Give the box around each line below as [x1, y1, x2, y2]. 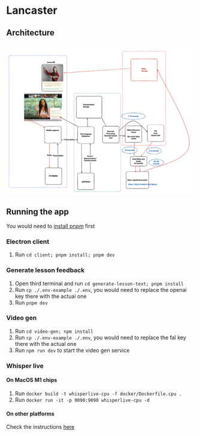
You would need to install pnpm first [6, 222, 95, 229]
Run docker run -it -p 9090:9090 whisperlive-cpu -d [14, 396, 150, 403]
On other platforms [6, 410, 55, 417]
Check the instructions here [6, 423, 75, 431]
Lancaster [6, 4, 58, 17]
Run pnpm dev [14, 298, 48, 306]
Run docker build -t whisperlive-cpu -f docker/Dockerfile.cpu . [14, 390, 182, 397]
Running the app [6, 207, 69, 217]
